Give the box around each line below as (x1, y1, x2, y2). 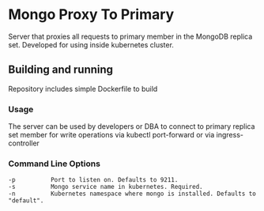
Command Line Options (8, 158, 101, 169)
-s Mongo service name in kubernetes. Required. (8, 183, 203, 191)
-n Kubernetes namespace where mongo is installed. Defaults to (8, 190, 257, 198)
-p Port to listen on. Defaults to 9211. (8, 176, 179, 184)
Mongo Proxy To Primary (8, 6, 175, 24)
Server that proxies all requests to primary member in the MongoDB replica (8, 32, 253, 41)
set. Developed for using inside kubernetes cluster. (8, 40, 174, 49)
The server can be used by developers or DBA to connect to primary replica (8, 122, 255, 131)
